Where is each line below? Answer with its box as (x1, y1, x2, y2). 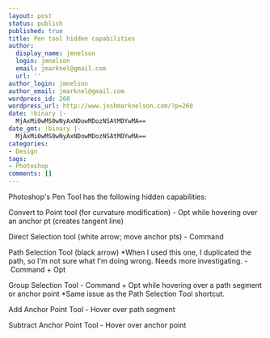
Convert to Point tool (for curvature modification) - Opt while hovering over (8, 208, 258, 217)
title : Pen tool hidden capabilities (8, 34, 136, 43)
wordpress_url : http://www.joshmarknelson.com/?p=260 (8, 102, 194, 110)
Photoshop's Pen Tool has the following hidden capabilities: (8, 192, 207, 201)
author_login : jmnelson (8, 79, 89, 87)
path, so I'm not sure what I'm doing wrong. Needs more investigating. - (8, 256, 248, 265)
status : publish (8, 19, 63, 27)
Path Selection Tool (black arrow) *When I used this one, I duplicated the (8, 247, 252, 257)
